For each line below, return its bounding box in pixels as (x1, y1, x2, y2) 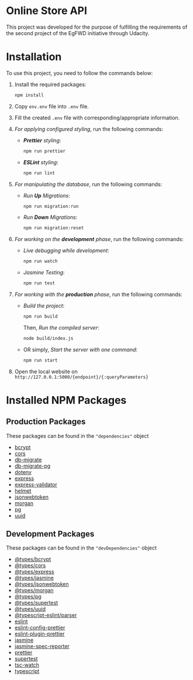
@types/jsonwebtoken (14, 581, 69, 588)
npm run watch (23, 259, 58, 265)
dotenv (14, 468, 32, 475)
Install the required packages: (14, 81, 87, 88)
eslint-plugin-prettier (14, 630, 65, 637)
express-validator (14, 481, 57, 488)
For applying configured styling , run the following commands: (14, 125, 164, 132)
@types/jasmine (14, 575, 54, 582)
